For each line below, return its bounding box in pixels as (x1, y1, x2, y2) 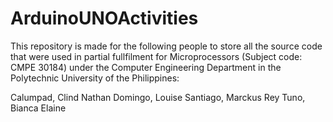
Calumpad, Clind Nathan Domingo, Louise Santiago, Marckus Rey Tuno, (10, 91, 306, 103)
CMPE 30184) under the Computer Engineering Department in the (10, 61, 282, 73)
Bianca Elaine (10, 102, 67, 114)
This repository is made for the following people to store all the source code (10, 40, 323, 52)
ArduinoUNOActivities (10, 7, 199, 30)
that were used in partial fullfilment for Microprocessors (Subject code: (10, 50, 303, 62)
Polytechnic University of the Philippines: (10, 72, 180, 84)
